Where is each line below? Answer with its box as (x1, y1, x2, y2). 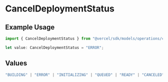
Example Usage (5, 23, 55, 31)
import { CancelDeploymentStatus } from (5, 36, 91, 41)
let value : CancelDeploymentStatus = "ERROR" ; (5, 45, 104, 50)
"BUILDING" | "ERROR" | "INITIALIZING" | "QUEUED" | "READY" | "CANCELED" (5, 72, 164, 77)
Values (5, 59, 27, 67)
